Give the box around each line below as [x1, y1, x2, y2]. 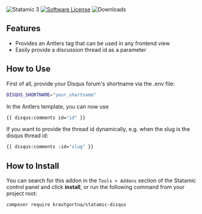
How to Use [6, 64, 51, 74]
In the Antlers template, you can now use [6, 102, 109, 110]
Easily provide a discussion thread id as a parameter [15, 46, 147, 53]
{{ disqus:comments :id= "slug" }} [6, 144, 94, 150]
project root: [6, 190, 38, 198]
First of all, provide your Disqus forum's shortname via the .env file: [6, 80, 175, 87]
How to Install [6, 160, 60, 171]
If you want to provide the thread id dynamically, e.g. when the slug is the [6, 126, 190, 133]
